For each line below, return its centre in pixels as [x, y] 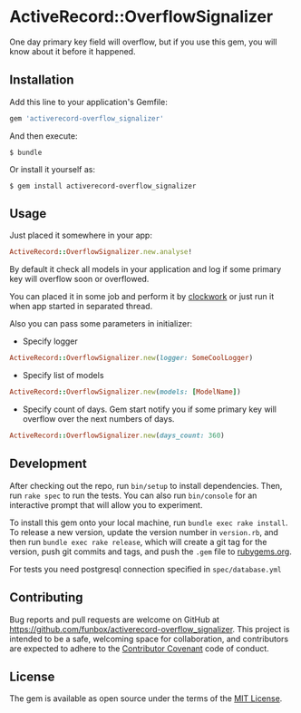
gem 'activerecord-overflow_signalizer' [87, 118]
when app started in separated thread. [81, 307]
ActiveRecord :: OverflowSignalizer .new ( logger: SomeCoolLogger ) [131, 358]
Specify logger [50, 341]
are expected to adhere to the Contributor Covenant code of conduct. [139, 648]
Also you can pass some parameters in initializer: [101, 324]
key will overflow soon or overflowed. [79, 279]
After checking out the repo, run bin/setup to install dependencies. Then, [146, 485]
